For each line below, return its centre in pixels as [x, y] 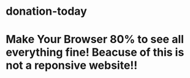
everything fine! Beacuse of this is [95, 53]
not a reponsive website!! [72, 65]
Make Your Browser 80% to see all [95, 40]
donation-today [46, 11]
